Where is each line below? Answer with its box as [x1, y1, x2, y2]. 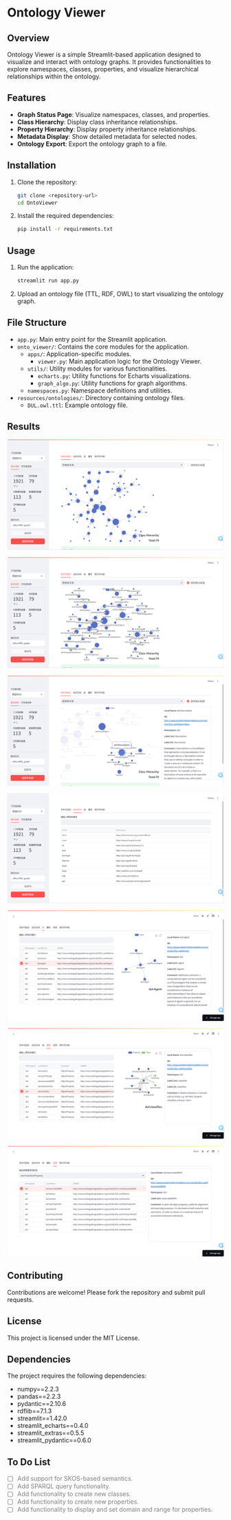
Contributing [7, 1270, 63, 1281]
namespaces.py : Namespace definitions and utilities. [27, 386, 173, 395]
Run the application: [16, 263, 74, 272]
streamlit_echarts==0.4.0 [16, 1422, 89, 1430]
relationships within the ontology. [7, 72, 101, 80]
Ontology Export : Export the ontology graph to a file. [16, 140, 167, 148]
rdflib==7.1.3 [16, 1407, 52, 1416]
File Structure [7, 317, 67, 329]
